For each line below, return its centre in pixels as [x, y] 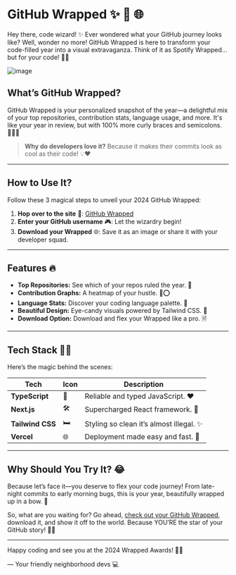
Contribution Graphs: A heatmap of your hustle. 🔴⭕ [94, 293]
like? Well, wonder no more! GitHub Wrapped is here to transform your [109, 42]
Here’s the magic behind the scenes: [60, 367]
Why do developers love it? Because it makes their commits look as [123, 146]
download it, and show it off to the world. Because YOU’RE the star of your [115, 522]
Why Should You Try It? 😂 [66, 469]
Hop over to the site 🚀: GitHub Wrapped [76, 214]
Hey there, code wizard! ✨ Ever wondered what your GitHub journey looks [115, 34]
